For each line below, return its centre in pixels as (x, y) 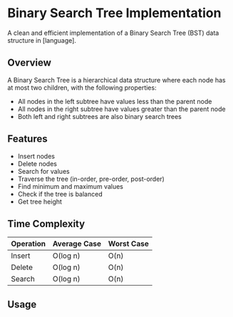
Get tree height (40, 202)
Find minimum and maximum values (70, 186)
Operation (29, 244)
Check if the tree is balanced (60, 194)
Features (27, 139)
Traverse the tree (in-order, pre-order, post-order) (91, 179)
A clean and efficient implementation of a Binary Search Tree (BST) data (113, 33)
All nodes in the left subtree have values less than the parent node (115, 101)
